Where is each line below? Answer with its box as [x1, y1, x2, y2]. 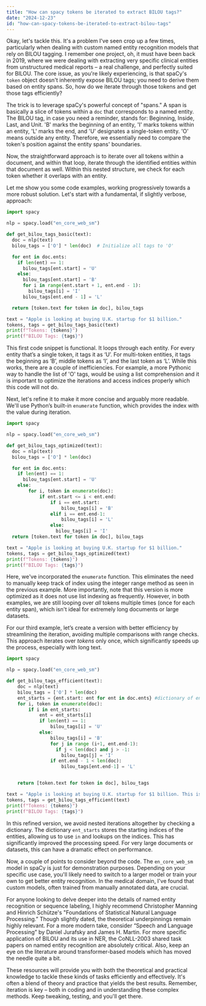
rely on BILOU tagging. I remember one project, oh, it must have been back [6, 50, 196, 58]
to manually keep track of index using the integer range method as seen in [6, 579, 194, 587]
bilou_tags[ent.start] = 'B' [22, 277, 97, 283]
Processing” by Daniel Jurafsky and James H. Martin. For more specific [6, 928, 187, 935]
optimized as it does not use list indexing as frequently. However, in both [6, 593, 190, 600]
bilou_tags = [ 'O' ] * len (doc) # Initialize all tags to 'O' [12, 242, 174, 249]
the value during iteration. [6, 408, 72, 416]
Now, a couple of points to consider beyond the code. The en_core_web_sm [6, 857, 193, 865]
